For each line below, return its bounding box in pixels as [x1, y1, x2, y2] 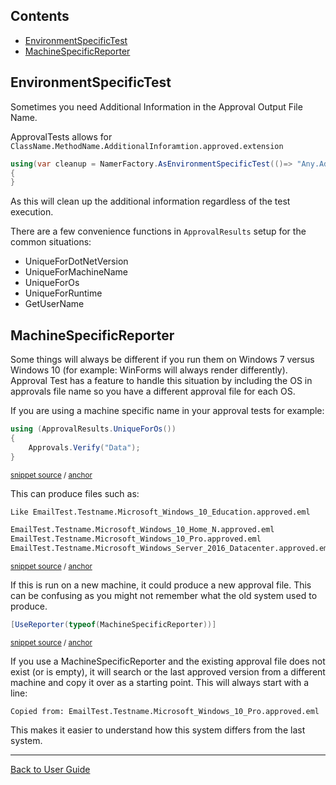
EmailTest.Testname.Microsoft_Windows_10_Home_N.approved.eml [10, 525, 275, 535]
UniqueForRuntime [24, 287, 103, 299]
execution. [10, 206, 54, 218]
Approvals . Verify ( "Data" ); [28, 442, 141, 453]
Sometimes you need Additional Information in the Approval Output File [10, 100, 303, 113]
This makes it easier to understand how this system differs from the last [10, 724, 306, 736]
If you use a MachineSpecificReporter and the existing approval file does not [10, 655, 326, 667]
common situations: [10, 236, 92, 248]
